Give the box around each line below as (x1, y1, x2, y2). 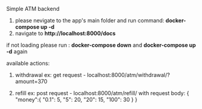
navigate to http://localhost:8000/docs (15, 30, 116, 37)
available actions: (6, 60, 50, 67)
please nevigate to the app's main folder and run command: (15, 17, 165, 24)
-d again (6, 48, 28, 55)
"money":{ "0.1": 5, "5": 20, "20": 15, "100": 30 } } (15, 96, 138, 103)
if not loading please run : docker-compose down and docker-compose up (6, 42, 196, 48)
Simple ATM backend (6, 5, 59, 12)
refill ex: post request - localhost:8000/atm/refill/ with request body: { (15, 90, 189, 96)
